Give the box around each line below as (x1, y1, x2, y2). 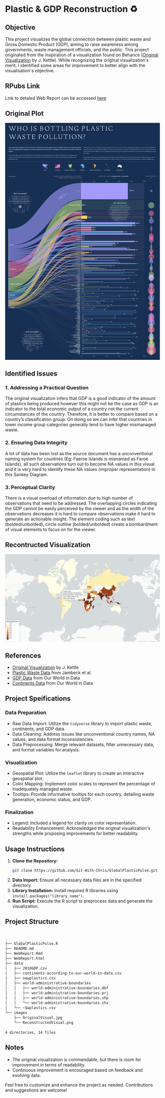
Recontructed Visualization (5, 541, 91, 549)
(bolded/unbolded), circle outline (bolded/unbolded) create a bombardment (5, 521, 158, 527)
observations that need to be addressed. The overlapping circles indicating (5, 500, 157, 506)
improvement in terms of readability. (12, 1061, 86, 1067)
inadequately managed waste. (12, 786, 74, 792)
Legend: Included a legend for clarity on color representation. (12, 820, 137, 826)
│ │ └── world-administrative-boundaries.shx (5, 1000, 109, 1005)
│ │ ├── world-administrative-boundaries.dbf (5, 985, 109, 990)
